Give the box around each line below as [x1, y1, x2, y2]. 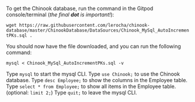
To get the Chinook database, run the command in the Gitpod [6, 5, 154, 12]
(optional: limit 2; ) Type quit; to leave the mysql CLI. [6, 89, 137, 96]
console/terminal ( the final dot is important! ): [6, 11, 114, 18]
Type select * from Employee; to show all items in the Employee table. [6, 83, 176, 90]
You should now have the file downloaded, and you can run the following [6, 43, 181, 50]
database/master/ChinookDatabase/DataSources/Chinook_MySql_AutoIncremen [6, 27, 190, 33]
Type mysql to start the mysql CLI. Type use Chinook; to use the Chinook [6, 71, 180, 78]
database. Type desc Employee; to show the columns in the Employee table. [6, 77, 188, 83]
